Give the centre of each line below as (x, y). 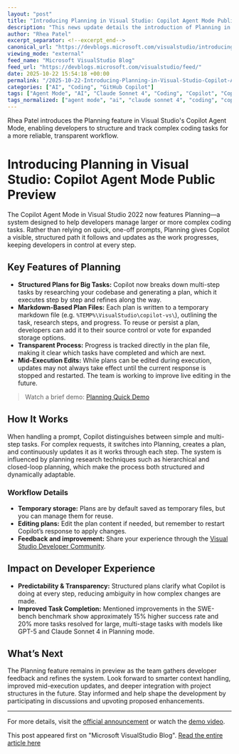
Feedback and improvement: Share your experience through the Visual (123, 539)
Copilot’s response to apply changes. (72, 531)
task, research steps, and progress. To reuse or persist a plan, (108, 322)
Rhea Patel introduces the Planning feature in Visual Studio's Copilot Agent (117, 121)
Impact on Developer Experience (81, 569)
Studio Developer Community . (62, 546)
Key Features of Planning (64, 267)
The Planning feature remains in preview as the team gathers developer (112, 671)
